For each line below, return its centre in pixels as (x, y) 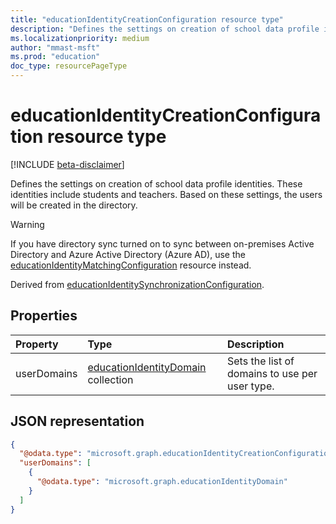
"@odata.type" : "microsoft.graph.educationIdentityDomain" (162, 482)
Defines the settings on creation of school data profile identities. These (156, 183)
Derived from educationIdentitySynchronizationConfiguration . (137, 284)
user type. (251, 386)
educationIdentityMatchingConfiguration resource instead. (131, 265)
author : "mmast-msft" (55, 47)
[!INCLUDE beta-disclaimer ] (67, 164)
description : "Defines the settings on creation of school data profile (165, 29)
